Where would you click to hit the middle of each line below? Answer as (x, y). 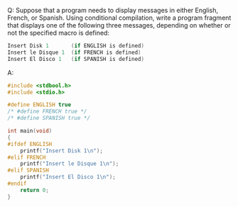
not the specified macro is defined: (59, 33)
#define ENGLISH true (39, 105)
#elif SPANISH (28, 170)
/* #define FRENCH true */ (47, 112)
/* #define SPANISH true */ (49, 118)
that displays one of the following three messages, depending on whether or (119, 25)
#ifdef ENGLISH (30, 144)
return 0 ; (35, 190)
